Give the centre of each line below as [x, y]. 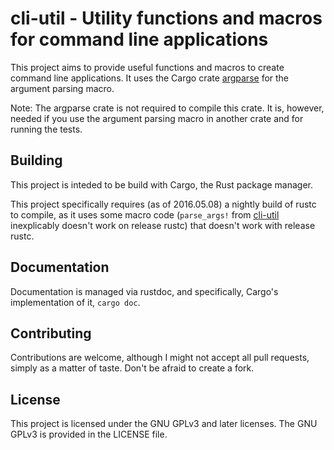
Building [36, 160]
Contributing [51, 333]
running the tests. [46, 129]
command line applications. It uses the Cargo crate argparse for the [150, 78]
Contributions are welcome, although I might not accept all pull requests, [160, 358]
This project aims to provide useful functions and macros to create [147, 67]
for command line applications [139, 39]
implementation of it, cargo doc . [75, 302]
